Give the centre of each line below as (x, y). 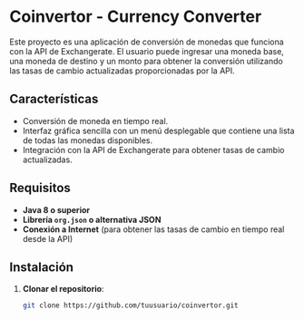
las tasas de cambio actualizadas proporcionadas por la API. (123, 71)
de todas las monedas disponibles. (88, 140)
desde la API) (48, 238)
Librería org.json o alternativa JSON (92, 219)
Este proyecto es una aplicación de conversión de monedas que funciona (147, 42)
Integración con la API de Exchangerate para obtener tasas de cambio (153, 150)
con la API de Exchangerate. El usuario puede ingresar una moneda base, (147, 51)
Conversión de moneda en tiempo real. (95, 121)
